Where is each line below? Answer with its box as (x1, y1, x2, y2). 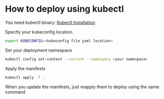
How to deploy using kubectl (5, 3, 124, 15)
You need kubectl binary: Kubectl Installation (5, 20, 96, 25)
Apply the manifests (5, 65, 46, 71)
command (5, 89, 26, 95)
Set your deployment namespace (5, 47, 72, 53)
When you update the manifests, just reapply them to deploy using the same (5, 84, 160, 90)
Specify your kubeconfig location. (5, 29, 74, 35)
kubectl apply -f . (5, 75, 45, 80)
